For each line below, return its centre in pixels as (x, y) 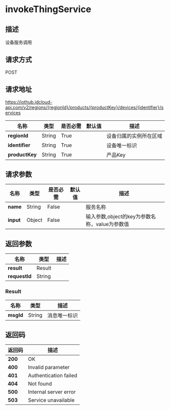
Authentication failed (53, 376)
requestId (20, 277)
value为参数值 (112, 224)
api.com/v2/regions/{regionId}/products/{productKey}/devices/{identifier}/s (84, 107)
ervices (13, 113)
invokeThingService (48, 9)
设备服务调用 (18, 42)
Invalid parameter (49, 368)
